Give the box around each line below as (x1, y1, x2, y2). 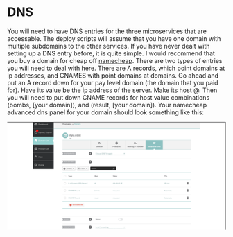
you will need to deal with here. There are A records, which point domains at (7, 64, 225, 72)
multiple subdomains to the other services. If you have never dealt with (7, 42, 210, 50)
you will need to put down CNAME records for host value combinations (7, 93, 210, 101)
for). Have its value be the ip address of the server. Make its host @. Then (7, 86, 218, 94)
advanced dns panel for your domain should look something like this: (7, 108, 205, 116)
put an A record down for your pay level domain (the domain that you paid (7, 78, 218, 87)
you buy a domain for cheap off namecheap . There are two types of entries (7, 56, 223, 64)
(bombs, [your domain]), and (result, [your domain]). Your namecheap (7, 100, 207, 109)
